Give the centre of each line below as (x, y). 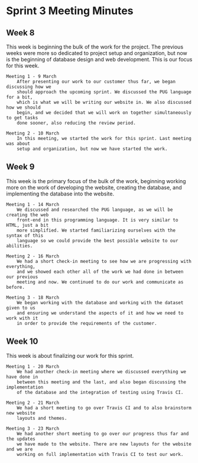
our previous (22, 277)
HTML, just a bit (27, 225)
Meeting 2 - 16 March (33, 256)
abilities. (20, 246)
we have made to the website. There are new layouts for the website (104, 444)
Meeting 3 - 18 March (33, 297)
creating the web (27, 215)
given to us (21, 308)
